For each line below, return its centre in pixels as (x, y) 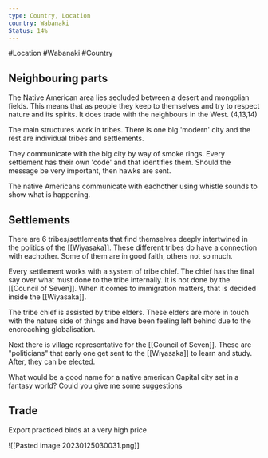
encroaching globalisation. (52, 329)
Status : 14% (28, 30)
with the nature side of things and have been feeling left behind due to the (130, 321)
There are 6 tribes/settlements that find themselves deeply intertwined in (128, 239)
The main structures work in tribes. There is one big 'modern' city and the (130, 130)
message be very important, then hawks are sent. (90, 171)
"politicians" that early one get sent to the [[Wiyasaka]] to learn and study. (130, 353)
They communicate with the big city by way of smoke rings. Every (117, 154)
